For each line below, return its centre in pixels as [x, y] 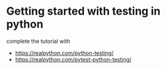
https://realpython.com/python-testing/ [64, 53]
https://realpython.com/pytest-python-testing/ [73, 59]
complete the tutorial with [38, 41]
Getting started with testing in [84, 11]
